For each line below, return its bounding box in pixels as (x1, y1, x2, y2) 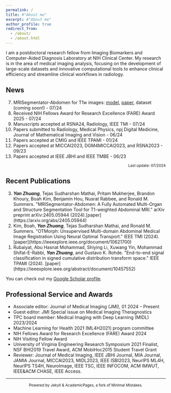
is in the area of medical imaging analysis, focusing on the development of (6, 60, 161, 66)
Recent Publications (6, 177, 71, 186)
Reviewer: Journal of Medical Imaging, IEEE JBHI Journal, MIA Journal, (13, 352, 161, 358)
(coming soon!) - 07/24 (13, 104, 62, 111)
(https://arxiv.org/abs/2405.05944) (13, 217, 87, 223)
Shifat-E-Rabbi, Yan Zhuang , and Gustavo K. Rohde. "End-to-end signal (13, 249, 164, 256)
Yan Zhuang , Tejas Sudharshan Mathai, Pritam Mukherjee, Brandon (13, 190, 155, 196)
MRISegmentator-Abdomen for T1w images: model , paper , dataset (13, 99, 152, 105)
